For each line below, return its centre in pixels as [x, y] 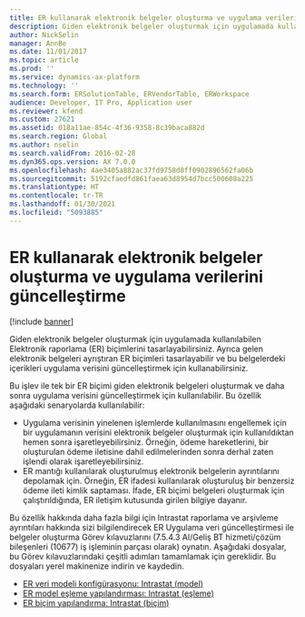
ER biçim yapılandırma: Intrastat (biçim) [96, 602]
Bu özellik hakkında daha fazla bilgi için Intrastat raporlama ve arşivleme [144, 517]
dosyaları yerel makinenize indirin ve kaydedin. [97, 566]
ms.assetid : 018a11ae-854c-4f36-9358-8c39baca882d [107, 128]
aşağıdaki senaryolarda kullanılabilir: [77, 405]
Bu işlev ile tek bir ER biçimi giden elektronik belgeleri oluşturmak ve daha [147, 385]
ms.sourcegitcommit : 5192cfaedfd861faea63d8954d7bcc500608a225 [132, 178]
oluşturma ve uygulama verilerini [136, 276]
